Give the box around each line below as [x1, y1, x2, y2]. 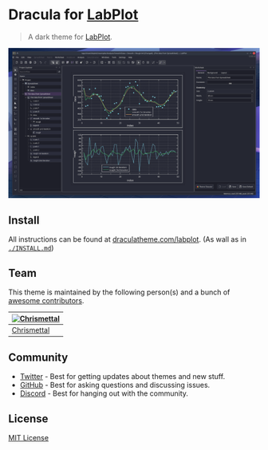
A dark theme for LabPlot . [27, 32, 113, 41]
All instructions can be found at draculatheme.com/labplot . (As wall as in [8, 235, 247, 244]
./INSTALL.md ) [8, 243, 54, 253]
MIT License [8, 433, 49, 443]
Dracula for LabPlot [8, 6, 139, 24]
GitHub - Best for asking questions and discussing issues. [19, 381, 211, 390]
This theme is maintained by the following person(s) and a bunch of [8, 287, 231, 297]
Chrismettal [11, 326, 50, 335]
